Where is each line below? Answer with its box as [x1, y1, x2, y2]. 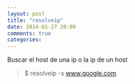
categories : [7, 36, 42, 43]
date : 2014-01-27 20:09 [7, 23, 77, 30]
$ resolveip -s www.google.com [24, 69, 117, 78]
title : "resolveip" [7, 17, 64, 24]
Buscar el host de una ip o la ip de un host [7, 55, 128, 64]
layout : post [7, 10, 45, 17]
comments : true [7, 29, 51, 37]
